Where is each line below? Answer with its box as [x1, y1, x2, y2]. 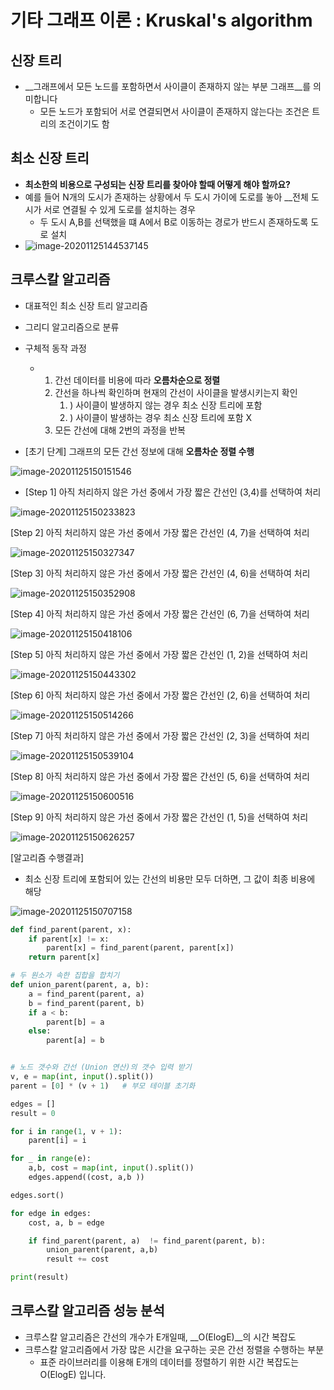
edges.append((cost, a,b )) [28, 1172, 145, 1182]
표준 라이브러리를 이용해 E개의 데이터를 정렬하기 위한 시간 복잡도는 [39, 1356, 300, 1368]
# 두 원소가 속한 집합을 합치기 [10, 971, 120, 981]
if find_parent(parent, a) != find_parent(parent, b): [28, 1236, 267, 1246]
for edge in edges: [10, 1208, 92, 1218]
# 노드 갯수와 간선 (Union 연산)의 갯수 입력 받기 [10, 1062, 192, 1073]
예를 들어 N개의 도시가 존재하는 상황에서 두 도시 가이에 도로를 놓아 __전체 [24, 191, 309, 203]
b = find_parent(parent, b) [28, 998, 145, 1008]
